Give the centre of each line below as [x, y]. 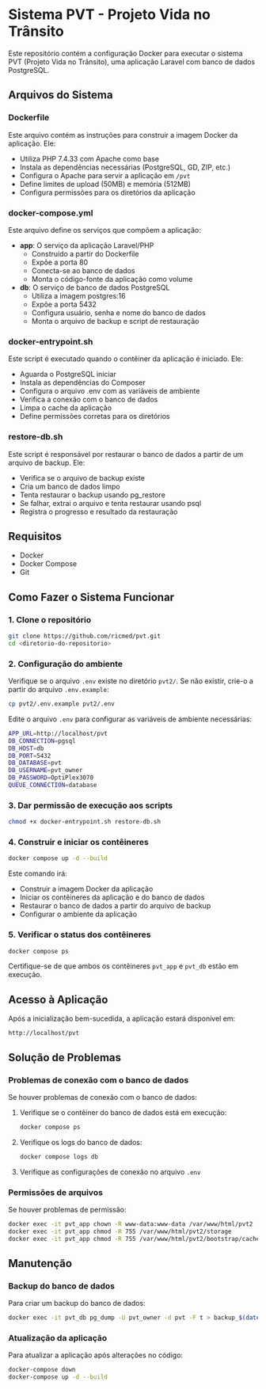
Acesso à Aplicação [58, 999]
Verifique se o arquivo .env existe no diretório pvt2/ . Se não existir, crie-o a [131, 681]
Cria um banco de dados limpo [70, 486]
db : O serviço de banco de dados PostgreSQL [95, 287]
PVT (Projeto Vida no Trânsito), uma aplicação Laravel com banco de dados [132, 62]
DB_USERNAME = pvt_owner [46, 771]
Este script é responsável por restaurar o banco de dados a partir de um [126, 454]
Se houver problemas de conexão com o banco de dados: [103, 1097]
